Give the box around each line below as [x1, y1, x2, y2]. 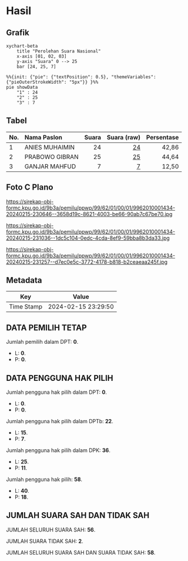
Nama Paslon [24, 133, 63, 141]
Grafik [6, 28, 29, 38]
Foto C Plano [6, 182, 53, 192]
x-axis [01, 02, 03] [16, 54, 67, 59]
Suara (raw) [106, 133, 141, 141]
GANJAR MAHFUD [24, 162, 76, 170]
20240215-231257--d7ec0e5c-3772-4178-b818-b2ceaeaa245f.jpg [6, 258, 168, 265]
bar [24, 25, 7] [16, 64, 57, 69]
